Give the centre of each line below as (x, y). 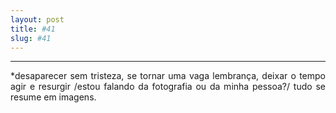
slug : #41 (31, 38)
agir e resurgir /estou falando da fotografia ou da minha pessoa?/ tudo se (168, 87)
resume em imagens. (53, 97)
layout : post (37, 19)
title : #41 (33, 29)
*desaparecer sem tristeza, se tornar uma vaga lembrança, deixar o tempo (168, 76)
